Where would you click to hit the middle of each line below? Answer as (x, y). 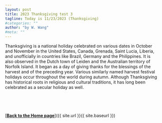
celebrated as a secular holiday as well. (45, 87)
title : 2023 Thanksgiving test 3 (39, 14)
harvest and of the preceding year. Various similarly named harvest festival (80, 72)
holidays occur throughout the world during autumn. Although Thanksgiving (81, 77)
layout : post (18, 9)
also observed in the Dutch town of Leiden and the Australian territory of (78, 61)
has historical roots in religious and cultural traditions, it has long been (75, 82)
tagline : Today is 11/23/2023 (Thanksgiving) (52, 18)
